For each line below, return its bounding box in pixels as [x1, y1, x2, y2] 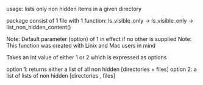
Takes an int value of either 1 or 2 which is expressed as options [6, 54, 167, 61]
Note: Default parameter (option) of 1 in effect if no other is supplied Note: [6, 35, 192, 42]
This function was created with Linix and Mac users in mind [6, 42, 156, 49]
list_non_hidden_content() [6, 24, 71, 31]
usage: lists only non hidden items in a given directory [6, 6, 142, 12]
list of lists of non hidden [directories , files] [6, 72, 116, 79]
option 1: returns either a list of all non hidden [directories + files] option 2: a [6, 65, 197, 73]
